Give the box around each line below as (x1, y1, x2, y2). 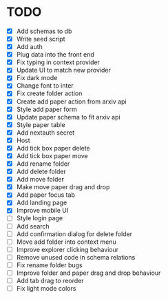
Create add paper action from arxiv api (16, 97, 127, 106)
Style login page (16, 214, 63, 222)
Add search (16, 222, 50, 230)
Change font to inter (16, 81, 74, 90)
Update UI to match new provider (16, 66, 111, 75)
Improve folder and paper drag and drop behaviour (16, 269, 161, 277)
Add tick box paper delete (16, 144, 90, 152)
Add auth (16, 43, 43, 51)
